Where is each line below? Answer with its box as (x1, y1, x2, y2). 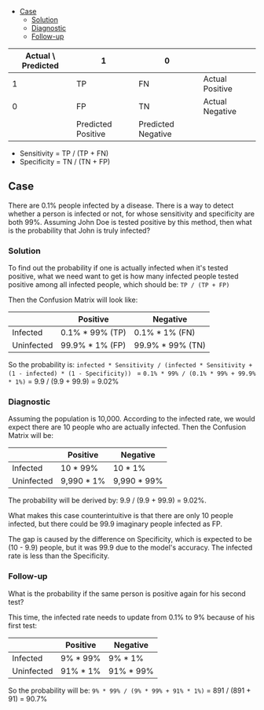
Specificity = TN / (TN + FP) (19, 157, 111, 166)
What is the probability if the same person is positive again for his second (8, 589, 246, 598)
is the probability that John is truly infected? (8, 226, 151, 235)
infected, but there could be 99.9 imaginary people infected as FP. (8, 519, 222, 529)
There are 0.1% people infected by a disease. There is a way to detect (8, 200, 234, 210)
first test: (8, 620, 38, 630)
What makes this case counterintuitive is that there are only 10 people (8, 511, 233, 521)
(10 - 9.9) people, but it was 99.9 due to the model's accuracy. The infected (8, 543, 253, 553)
